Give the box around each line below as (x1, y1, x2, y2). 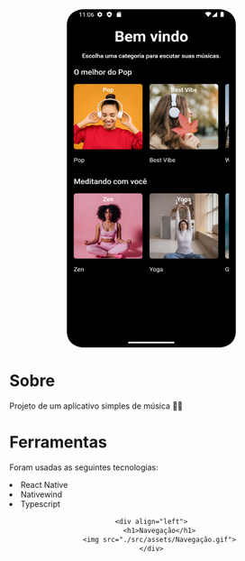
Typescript (21, 498, 61, 509)
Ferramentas (9, 432, 108, 453)
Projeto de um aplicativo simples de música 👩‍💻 (9, 400, 183, 411)
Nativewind (21, 489, 63, 500)
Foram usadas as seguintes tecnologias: (9, 462, 159, 473)
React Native (21, 479, 68, 490)
